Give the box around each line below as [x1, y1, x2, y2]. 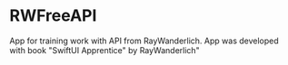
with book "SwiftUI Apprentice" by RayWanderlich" [9, 44, 200, 55]
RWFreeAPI [9, 5, 97, 26]
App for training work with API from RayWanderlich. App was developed [9, 35, 279, 46]
